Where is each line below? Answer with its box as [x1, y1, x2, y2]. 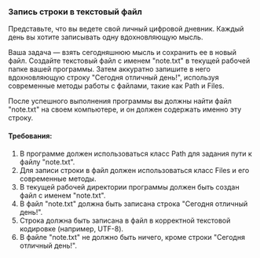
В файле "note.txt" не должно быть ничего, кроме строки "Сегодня [19, 232, 246, 241]
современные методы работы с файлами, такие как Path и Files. [8, 81, 225, 90]
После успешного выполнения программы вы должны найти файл [8, 97, 232, 106]
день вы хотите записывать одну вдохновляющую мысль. [8, 32, 203, 42]
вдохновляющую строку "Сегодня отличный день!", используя [8, 73, 219, 83]
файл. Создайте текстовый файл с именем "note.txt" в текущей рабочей [8, 56, 251, 65]
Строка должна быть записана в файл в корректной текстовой [19, 216, 231, 225]
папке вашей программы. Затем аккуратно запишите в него [8, 64, 211, 74]
